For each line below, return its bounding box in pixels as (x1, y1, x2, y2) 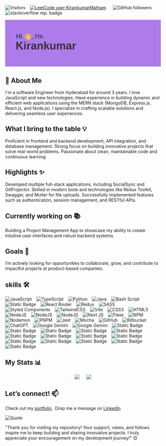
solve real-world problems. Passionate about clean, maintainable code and (5, 149, 157, 154)
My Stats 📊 (5, 358, 41, 367)
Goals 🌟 (5, 247, 30, 255)
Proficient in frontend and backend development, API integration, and (5, 138, 147, 144)
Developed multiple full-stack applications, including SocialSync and (5, 181, 145, 187)
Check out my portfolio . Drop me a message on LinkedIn (5, 405, 121, 411)
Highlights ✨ (5, 168, 44, 177)
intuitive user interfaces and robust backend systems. (5, 233, 115, 239)
